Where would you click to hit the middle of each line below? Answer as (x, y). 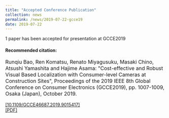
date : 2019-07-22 (24, 24)
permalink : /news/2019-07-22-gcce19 (44, 19)
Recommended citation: (31, 50)
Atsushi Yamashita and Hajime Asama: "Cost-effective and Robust (84, 68)
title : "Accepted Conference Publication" (51, 10)
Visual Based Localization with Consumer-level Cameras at (76, 75)
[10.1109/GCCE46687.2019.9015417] (43, 105)
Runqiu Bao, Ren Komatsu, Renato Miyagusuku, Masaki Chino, (79, 62)
